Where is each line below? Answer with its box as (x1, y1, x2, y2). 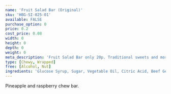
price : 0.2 (5, 26, 28, 32)
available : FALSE (5, 17, 42, 22)
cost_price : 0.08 (5, 31, 42, 36)
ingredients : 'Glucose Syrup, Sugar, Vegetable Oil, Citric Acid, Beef (5, 69, 160, 74)
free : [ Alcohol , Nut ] (5, 64, 51, 69)
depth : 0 (5, 45, 24, 50)
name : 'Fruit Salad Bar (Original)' (5, 7, 83, 13)
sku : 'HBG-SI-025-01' (5, 12, 51, 17)
